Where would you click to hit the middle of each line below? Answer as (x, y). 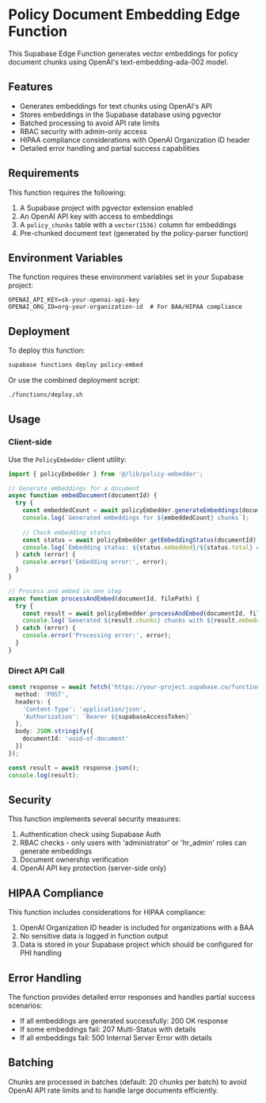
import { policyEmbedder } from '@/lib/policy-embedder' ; (106, 474)
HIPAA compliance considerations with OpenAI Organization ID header (135, 140)
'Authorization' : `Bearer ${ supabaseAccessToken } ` (108, 716)
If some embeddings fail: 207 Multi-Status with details (108, 1029)
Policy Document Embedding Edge (124, 15)
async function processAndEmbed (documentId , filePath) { (104, 598)
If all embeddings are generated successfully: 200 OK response (123, 1020)
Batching (31, 1063)
